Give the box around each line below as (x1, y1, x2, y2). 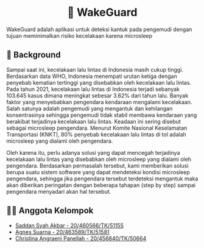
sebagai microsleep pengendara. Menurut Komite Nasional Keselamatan (6, 124, 188, 132)
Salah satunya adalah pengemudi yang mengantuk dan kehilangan (6, 105, 173, 112)
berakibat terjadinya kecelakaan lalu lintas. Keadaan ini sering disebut (6, 118, 181, 125)
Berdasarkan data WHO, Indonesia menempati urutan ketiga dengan (6, 73, 178, 80)
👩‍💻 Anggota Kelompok (6, 205, 94, 216)
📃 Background (6, 50, 61, 60)
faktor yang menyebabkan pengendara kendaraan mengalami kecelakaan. (6, 98, 192, 105)
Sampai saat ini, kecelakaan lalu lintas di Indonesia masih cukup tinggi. (6, 66, 184, 73)
